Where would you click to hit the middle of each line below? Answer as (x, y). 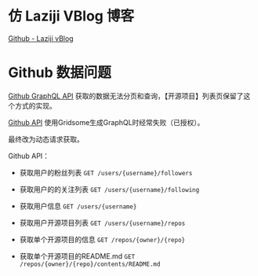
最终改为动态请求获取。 (46, 139)
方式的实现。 (35, 105)
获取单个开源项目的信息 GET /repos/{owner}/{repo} (102, 239)
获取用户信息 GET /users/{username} (78, 206)
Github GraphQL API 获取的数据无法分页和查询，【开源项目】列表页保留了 (126, 96)
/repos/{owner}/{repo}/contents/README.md (90, 264)
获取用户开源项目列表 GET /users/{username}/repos (102, 223)
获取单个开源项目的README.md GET (77, 256)
